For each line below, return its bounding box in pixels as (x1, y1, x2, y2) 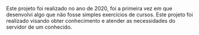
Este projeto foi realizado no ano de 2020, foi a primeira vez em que (6, 5, 172, 12)
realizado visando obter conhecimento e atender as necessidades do (6, 17, 176, 24)
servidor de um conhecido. (6, 23, 72, 30)
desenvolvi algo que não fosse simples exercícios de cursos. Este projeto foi (6, 11, 193, 18)
